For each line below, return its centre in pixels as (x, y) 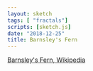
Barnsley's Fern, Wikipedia (46, 60)
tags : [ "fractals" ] (38, 20)
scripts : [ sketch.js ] (39, 27)
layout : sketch (30, 14)
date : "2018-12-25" (36, 33)
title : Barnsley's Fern (43, 40)
